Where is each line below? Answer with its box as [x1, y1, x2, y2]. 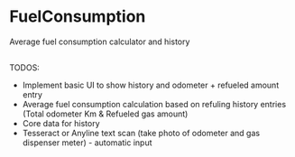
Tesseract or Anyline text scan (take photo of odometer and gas [22, 128, 260, 139]
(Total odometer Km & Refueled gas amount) [22, 108, 189, 119]
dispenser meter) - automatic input [22, 137, 152, 148]
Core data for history [22, 118, 101, 129]
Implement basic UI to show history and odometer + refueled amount [22, 79, 280, 91]
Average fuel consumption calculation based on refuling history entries [22, 99, 287, 110]
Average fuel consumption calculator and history [9, 36, 190, 47]
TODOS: [9, 62, 41, 73]
